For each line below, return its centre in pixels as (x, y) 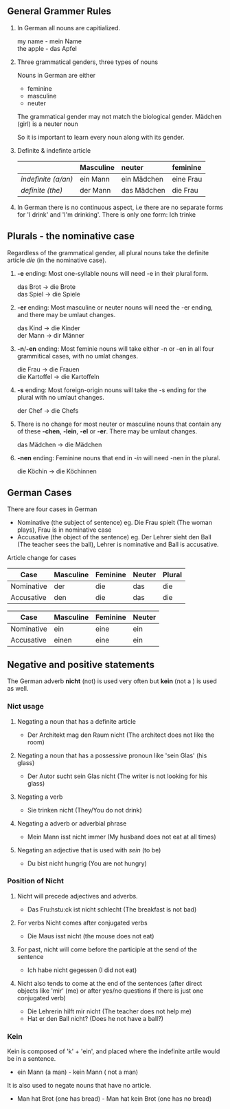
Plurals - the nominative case (71, 236)
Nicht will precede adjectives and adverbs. (78, 896)
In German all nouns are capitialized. (69, 28)
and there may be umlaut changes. (66, 314)
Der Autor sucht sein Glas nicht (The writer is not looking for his (117, 776)
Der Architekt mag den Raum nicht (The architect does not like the (121, 735)
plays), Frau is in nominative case (64, 530)
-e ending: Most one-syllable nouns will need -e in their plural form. (113, 273)
